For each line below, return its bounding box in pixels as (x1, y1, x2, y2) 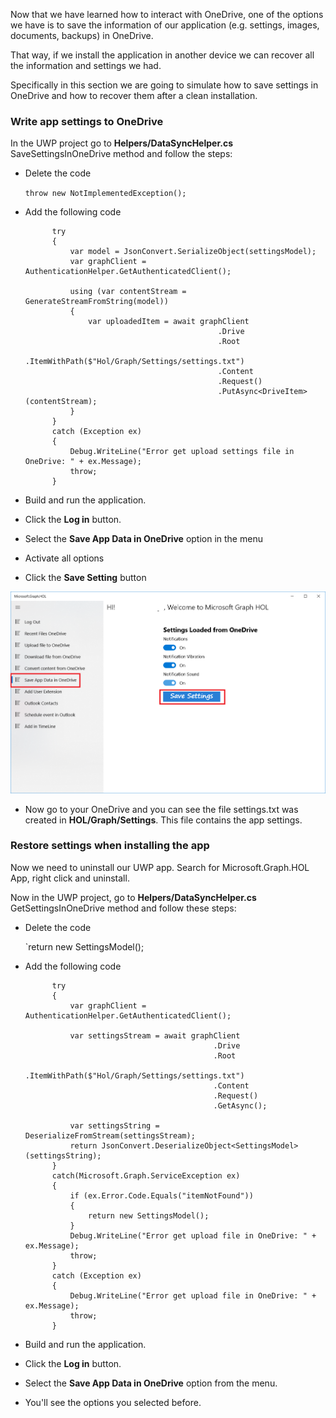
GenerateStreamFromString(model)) (24, 297, 169, 307)
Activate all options (24, 552, 105, 564)
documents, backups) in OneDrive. (10, 30, 154, 41)
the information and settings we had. (10, 60, 162, 71)
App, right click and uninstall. (10, 872, 130, 884)
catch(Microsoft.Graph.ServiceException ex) (51, 1170, 241, 1181)
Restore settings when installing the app (10, 839, 210, 853)
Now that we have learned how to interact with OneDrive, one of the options (10, 9, 324, 20)
